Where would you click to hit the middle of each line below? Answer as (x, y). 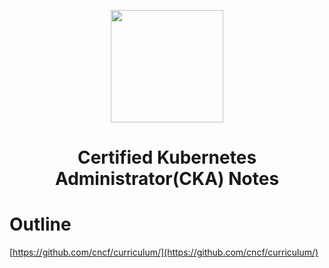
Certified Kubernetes (167, 157)
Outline (40, 224)
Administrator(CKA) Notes (167, 179)
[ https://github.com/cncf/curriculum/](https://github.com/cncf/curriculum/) (164, 252)
